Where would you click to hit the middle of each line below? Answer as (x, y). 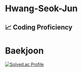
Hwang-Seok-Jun (41, 9)
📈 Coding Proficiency (39, 27)
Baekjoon (25, 51)
